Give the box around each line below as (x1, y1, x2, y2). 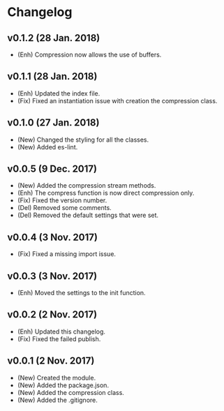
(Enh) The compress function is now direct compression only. (17, 189, 195, 197)
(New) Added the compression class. (17, 388, 124, 396)
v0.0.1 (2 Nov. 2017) (7, 355, 95, 367)
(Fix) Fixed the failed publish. (17, 334, 101, 343)
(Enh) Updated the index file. (17, 89, 100, 98)
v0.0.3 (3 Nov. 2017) (7, 270, 98, 282)
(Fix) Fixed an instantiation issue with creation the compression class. (17, 96, 218, 105)
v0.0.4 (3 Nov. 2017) (7, 231, 98, 243)
